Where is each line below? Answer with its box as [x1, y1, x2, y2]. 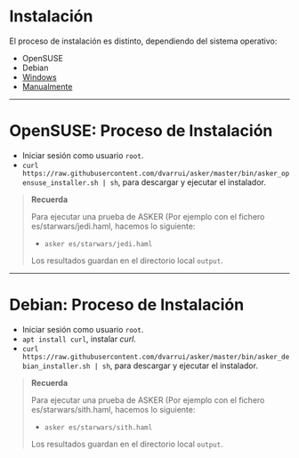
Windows [21, 71, 57, 82]
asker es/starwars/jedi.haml [44, 239, 153, 248]
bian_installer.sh [21, 362, 91, 371]
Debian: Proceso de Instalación [9, 295, 245, 315]
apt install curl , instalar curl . [21, 333, 136, 344]
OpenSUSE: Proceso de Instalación [9, 121, 273, 141]
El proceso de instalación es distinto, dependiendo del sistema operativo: [9, 36, 278, 46]
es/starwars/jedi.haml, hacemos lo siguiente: [30, 221, 196, 231]
